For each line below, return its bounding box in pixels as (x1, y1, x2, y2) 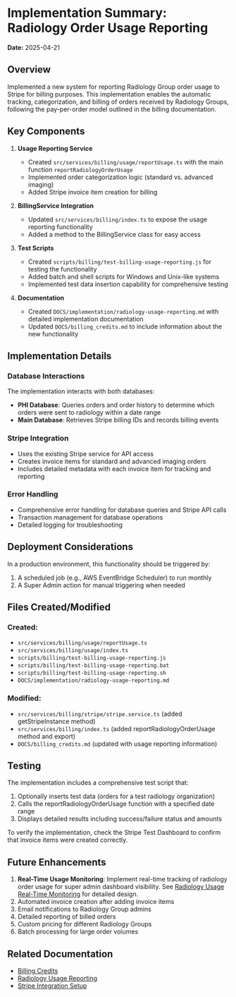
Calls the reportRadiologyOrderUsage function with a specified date (17, 800, 215, 808)
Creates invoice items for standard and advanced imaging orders (17, 457, 206, 465)
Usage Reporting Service (17, 144, 93, 152)
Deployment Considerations (7, 541, 134, 553)
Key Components (7, 126, 85, 137)
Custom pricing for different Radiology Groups (17, 920, 152, 929)
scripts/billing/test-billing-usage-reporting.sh (17, 670, 167, 677)
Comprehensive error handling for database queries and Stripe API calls (17, 506, 227, 514)
